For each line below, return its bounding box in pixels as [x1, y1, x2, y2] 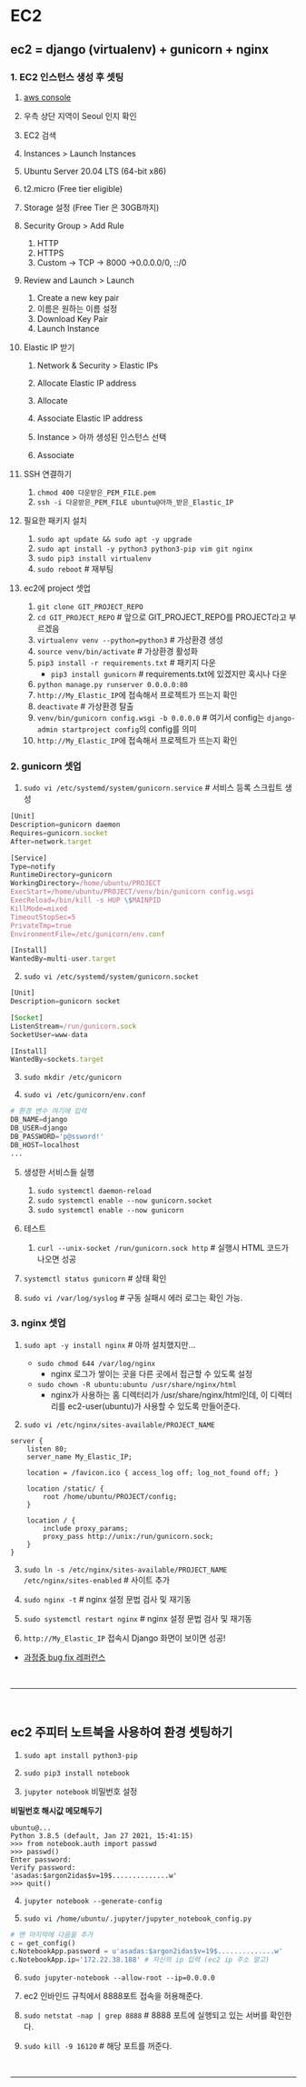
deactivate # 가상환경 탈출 [36, 701, 134, 712]
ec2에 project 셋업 [23, 583, 92, 594]
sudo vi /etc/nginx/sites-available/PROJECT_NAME [23, 1420, 216, 1430]
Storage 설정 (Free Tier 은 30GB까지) [23, 202, 160, 213]
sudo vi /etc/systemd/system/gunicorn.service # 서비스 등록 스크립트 [23, 783, 283, 794]
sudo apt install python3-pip [23, 1751, 139, 1760]
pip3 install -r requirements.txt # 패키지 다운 [36, 656, 216, 668]
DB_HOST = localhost [10, 1140, 80, 1150]
